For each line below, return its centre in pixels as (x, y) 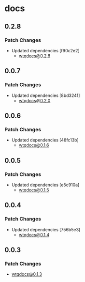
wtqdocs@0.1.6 (34, 145)
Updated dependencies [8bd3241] (46, 95)
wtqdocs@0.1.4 (34, 235)
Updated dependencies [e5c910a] (45, 185)
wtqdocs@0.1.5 (34, 190)
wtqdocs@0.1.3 (27, 274)
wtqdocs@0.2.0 (35, 100)
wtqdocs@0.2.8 (35, 56)
